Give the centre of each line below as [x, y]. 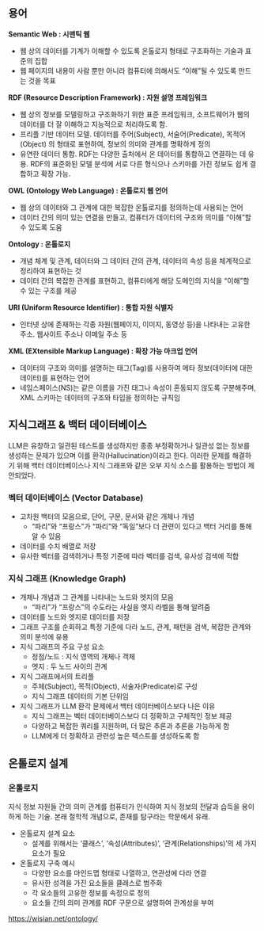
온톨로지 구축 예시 [47, 863]
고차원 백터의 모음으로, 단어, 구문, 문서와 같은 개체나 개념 [107, 516]
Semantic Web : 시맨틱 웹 [49, 34]
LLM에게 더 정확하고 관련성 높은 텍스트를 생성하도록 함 [115, 736]
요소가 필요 [48, 853]
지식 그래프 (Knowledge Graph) [67, 578]
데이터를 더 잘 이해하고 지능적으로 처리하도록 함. [93, 124]
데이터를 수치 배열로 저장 [58, 546]
